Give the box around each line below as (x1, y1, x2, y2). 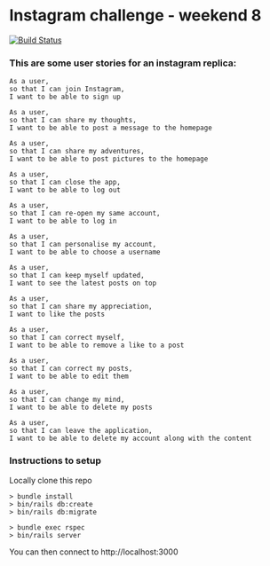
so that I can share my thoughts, (9, 116, 138, 125)
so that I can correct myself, (9, 334, 125, 342)
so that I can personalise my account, (9, 240, 157, 249)
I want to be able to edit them (9, 372, 129, 381)
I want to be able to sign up (9, 92, 122, 102)
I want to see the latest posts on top (9, 279, 157, 288)
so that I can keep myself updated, (9, 271, 145, 280)
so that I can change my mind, (9, 396, 125, 405)
